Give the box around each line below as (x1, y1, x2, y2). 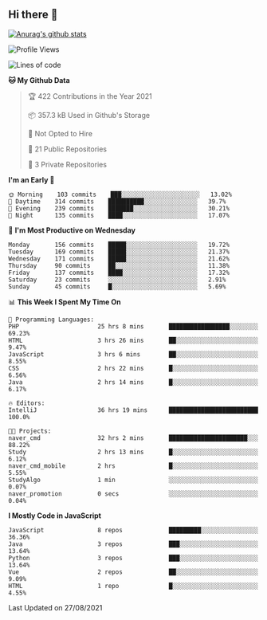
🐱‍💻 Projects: (8, 427, 52, 435)
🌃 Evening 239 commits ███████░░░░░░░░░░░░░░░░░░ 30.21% (8, 204, 230, 212)
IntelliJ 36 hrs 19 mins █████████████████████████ (8, 406, 259, 414)
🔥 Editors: (8, 399, 45, 407)
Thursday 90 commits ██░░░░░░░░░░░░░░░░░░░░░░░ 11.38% (8, 261, 230, 269)
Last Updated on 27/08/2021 (8, 602, 103, 612)
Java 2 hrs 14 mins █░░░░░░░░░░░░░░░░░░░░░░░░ (8, 378, 259, 387)
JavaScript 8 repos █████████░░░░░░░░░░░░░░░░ (8, 526, 259, 534)
